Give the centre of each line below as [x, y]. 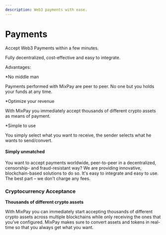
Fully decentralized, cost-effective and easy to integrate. [63, 57]
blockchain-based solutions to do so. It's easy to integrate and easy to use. [82, 173]
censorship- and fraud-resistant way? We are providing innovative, [73, 168]
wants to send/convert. [29, 140]
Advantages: [18, 67]
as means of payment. [28, 116]
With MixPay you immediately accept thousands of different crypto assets [81, 111]
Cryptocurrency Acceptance [40, 191]
